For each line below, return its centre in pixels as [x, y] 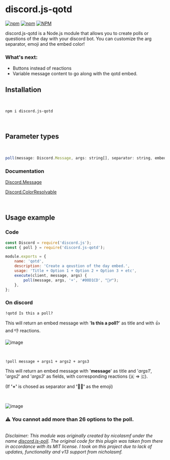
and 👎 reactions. [23, 331]
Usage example [30, 218]
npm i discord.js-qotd [29, 111]
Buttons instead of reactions [42, 68]
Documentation [25, 171]
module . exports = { [26, 257]
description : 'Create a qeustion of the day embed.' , [72, 266]
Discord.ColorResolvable [31, 192]
